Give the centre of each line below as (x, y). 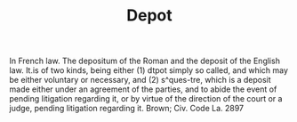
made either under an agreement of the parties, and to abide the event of (143, 89)
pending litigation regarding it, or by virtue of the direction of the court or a (146, 99)
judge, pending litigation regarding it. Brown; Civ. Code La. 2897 (127, 109)
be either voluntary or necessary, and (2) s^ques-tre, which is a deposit (140, 80)
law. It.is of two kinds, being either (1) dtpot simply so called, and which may (149, 70)
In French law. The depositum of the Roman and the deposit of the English (144, 61)
